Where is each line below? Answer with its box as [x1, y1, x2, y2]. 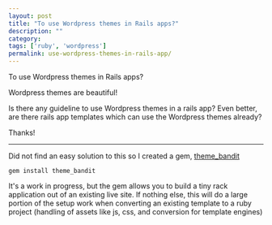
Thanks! [8, 128, 36, 137]
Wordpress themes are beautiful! [8, 88, 118, 97]
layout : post [8, 11, 53, 20]
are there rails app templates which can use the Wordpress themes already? [8, 112, 262, 122]
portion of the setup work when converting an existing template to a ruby [8, 198, 253, 208]
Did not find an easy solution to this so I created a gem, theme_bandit [8, 151, 240, 161]
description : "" [8, 27, 63, 35]
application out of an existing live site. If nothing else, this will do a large [8, 190, 249, 199]
